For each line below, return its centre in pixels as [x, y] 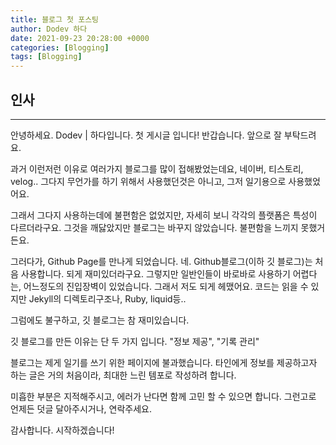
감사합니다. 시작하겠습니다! [62, 430]
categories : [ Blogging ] [60, 47]
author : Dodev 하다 [49, 29]
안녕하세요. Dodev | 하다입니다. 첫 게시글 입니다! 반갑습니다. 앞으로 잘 [146, 135]
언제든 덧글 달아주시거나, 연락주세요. [81, 408]
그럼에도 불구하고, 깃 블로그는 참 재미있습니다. [100, 320]
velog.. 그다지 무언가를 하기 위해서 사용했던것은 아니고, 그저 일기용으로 [148, 181]
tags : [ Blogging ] [46, 57]
